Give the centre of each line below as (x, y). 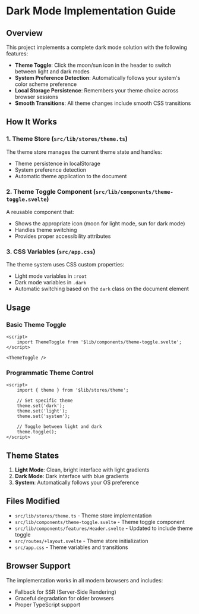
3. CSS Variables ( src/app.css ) (51, 252)
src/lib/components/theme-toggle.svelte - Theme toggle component (100, 522)
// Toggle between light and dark (59, 427)
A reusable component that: (40, 212)
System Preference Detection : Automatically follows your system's (97, 78)
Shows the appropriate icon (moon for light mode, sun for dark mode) (100, 223)
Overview (25, 33)
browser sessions (36, 97)
